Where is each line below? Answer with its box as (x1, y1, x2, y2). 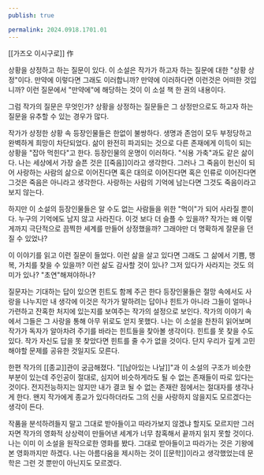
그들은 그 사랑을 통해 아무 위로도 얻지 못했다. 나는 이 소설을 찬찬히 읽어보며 (22, 316, 252, 325)
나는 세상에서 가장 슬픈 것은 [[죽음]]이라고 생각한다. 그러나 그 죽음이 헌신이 (18, 158, 247, 167)
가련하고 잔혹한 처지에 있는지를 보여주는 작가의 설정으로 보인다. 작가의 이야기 (8, 306, 244, 316)
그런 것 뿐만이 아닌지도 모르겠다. (22, 458, 122, 467)
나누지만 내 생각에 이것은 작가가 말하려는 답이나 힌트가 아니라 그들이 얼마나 (22, 296, 252, 306)
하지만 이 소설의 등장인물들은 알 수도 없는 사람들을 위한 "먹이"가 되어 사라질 (8, 204, 240, 213)
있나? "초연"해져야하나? (22, 269, 96, 280)
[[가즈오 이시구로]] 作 (8, 48, 74, 58)
